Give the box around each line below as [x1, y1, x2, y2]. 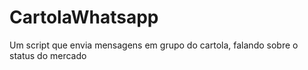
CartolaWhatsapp [9, 6, 159, 29]
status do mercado [9, 49, 87, 61]
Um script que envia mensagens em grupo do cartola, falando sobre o [9, 39, 299, 51]
